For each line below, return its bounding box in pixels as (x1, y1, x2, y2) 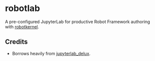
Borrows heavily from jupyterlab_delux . (12, 50, 91, 56)
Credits (5, 38, 28, 46)
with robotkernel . (5, 24, 39, 29)
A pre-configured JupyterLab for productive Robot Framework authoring (5, 19, 151, 24)
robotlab (5, 3, 40, 14)
